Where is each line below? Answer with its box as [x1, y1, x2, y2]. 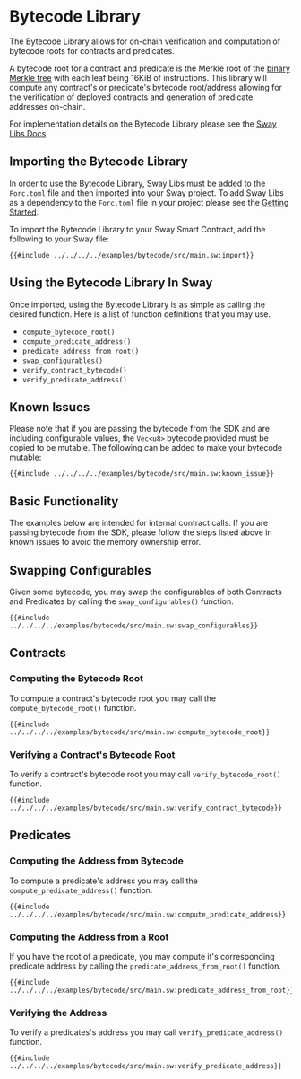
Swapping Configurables [9, 563, 151, 578]
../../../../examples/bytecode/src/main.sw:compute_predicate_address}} [9, 909, 287, 919]
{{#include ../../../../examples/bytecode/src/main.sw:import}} [9, 250, 254, 259]
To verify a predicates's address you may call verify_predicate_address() [9, 1027, 284, 1038]
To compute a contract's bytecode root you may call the [9, 693, 217, 704]
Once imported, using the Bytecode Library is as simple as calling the [9, 299, 266, 310]
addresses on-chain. [9, 101, 86, 111]
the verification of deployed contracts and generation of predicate [9, 92, 254, 102]
